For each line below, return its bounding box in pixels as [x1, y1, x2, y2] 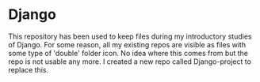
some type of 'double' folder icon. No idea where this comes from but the [8, 48, 248, 58]
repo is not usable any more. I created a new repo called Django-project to [8, 57, 252, 66]
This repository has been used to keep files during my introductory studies [8, 32, 252, 41]
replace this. [8, 65, 49, 74]
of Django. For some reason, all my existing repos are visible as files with [8, 39, 247, 49]
